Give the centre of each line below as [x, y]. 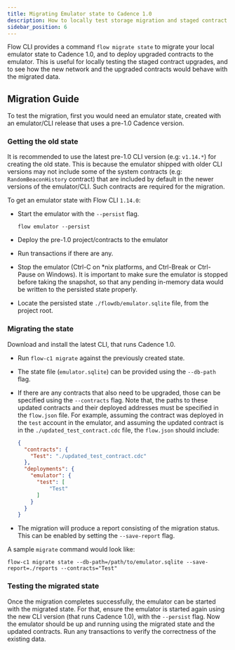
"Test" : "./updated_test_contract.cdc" [89, 456]
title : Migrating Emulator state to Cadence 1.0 [80, 14]
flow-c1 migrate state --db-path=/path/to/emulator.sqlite [95, 562]
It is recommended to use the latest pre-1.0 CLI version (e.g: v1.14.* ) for [112, 157]
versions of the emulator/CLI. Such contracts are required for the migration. [116, 186]
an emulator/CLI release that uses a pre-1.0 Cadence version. [96, 123]
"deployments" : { [49, 469]
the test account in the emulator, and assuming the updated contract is [121, 422]
